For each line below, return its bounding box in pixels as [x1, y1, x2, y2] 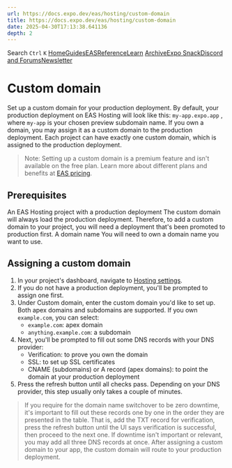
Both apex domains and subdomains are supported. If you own [17, 305, 198, 314]
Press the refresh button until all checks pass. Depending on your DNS [17, 379, 221, 388]
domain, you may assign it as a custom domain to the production [7, 126, 193, 135]
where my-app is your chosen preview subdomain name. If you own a [7, 119, 204, 127]
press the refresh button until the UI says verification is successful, [24, 423, 217, 431]
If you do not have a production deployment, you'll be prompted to [17, 283, 208, 292]
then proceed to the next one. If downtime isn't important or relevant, [24, 430, 223, 439]
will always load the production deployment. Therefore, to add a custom [7, 216, 214, 223]
